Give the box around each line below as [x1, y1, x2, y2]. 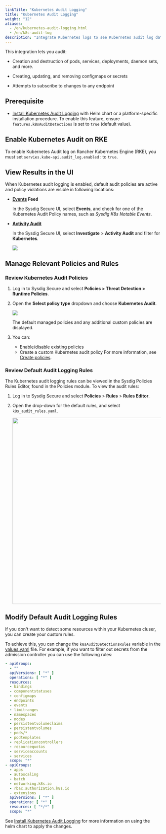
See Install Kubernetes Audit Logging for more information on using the [5, 818, 150, 824]
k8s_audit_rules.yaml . [12, 408, 58, 414]
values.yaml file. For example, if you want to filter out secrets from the [5, 646, 148, 652]
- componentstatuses [9, 689, 52, 694]
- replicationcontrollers [9, 740, 63, 745]
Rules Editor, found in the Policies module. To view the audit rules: [5, 383, 139, 389]
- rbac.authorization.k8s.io [9, 786, 70, 791]
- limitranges [9, 707, 39, 712]
